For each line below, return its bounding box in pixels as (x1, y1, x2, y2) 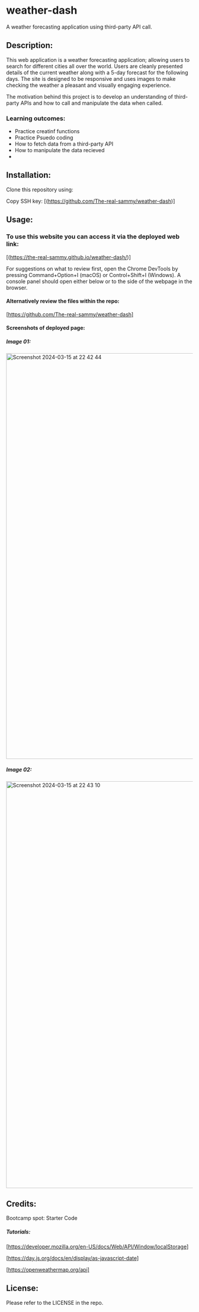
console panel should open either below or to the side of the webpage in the (6, 278, 192, 285)
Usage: (6, 215, 34, 225)
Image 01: (6, 338, 31, 345)
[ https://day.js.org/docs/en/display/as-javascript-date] (6, 1255, 139, 1262)
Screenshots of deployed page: (6, 325, 85, 332)
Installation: (6, 170, 52, 180)
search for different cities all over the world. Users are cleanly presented (6, 62, 183, 70)
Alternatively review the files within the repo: (6, 298, 120, 305)
